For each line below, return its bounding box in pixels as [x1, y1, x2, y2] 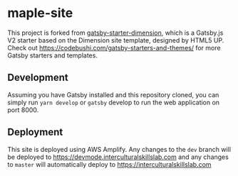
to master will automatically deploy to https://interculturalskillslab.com [7, 160, 212, 168]
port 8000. [7, 105, 39, 114]
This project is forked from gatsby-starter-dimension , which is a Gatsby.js [7, 28, 224, 37]
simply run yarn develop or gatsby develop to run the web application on [7, 98, 219, 106]
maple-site [7, 5, 73, 21]
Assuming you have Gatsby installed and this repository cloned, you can [7, 90, 219, 99]
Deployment [7, 126, 63, 138]
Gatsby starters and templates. [7, 51, 98, 60]
